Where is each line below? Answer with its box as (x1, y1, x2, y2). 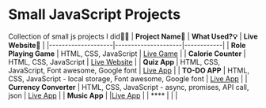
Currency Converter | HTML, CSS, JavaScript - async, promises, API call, (8, 82, 249, 91)
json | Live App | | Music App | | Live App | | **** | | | (8, 91, 178, 100)
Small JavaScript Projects (8, 6, 180, 24)
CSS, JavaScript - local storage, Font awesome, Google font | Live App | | (8, 73, 248, 84)
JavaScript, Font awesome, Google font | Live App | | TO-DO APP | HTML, (8, 65, 249, 75)
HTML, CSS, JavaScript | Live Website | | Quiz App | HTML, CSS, (8, 57, 220, 66)
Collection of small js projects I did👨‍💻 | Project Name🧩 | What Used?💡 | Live (8, 32, 258, 41)
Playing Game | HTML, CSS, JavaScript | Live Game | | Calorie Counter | (8, 49, 246, 58)
